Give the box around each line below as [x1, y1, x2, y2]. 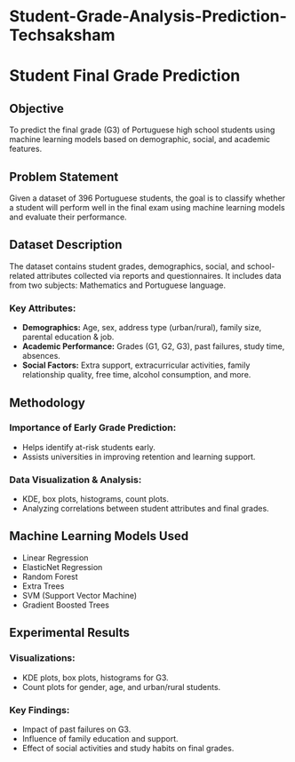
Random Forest [21, 571, 78, 582]
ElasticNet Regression [21, 561, 103, 572]
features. [9, 144, 43, 155]
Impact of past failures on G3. [21, 724, 132, 734]
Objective [9, 100, 65, 116]
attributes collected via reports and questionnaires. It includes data [36, 270, 282, 281]
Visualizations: [9, 652, 76, 664]
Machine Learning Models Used [9, 528, 189, 544]
